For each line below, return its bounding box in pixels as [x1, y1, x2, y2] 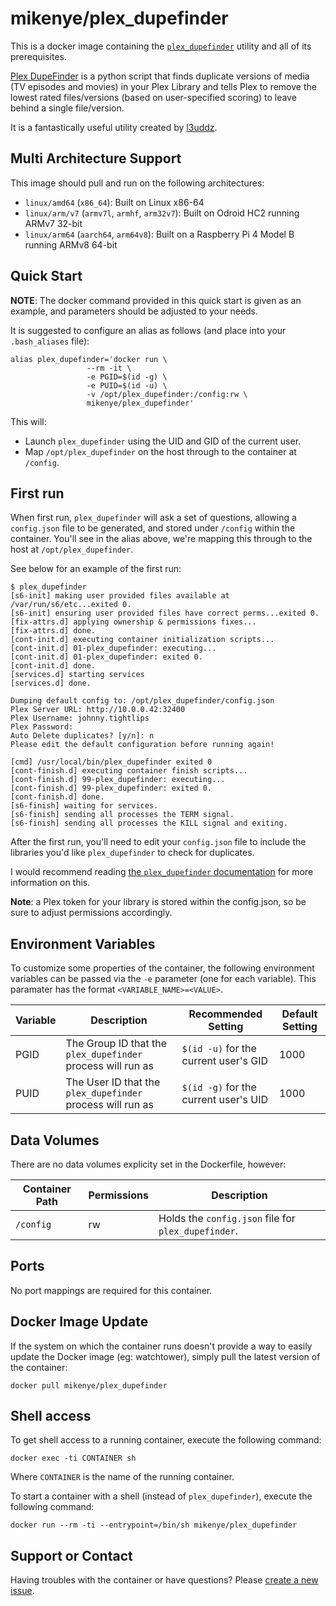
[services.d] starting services [10, 670, 145, 680]
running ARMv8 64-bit [24, 238, 118, 251]
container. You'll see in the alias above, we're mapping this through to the [10, 533, 313, 545]
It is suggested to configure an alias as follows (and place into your [10, 324, 287, 336]
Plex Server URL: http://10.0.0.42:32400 [10, 705, 186, 715]
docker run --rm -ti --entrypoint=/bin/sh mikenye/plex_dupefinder [10, 1520, 298, 1531]
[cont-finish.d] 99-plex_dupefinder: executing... [10, 775, 226, 785]
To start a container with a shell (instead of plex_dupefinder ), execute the [10, 1490, 313, 1502]
